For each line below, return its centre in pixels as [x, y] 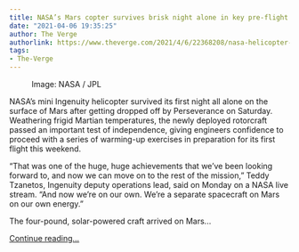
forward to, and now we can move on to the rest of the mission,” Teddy [139, 175]
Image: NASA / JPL [67, 84]
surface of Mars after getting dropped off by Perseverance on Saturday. [141, 111]
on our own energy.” [47, 204]
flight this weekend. [45, 149]
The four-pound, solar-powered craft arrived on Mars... [110, 221]
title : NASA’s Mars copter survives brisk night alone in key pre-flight [149, 17]
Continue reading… [44, 238]
